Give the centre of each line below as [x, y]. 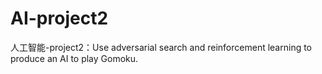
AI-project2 [59, 18]
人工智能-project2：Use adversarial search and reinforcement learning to [161, 47]
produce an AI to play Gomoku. [74, 58]
